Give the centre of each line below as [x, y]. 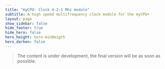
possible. [27, 61]
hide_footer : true [24, 28]
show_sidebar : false [27, 23]
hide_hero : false [23, 33]
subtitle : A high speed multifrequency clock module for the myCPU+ [77, 14]
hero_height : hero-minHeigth [35, 37]
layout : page [19, 19]
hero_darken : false [25, 42]
